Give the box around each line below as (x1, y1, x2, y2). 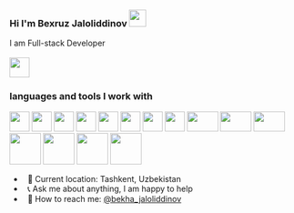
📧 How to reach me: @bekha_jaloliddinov (26, 193, 182, 204)
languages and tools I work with (9, 90, 153, 103)
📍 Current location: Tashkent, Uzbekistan (26, 173, 182, 184)
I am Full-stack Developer (9, 37, 106, 49)
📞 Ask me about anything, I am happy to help (26, 183, 193, 194)
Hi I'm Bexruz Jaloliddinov (9, 16, 127, 29)
